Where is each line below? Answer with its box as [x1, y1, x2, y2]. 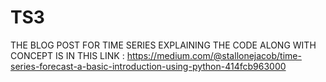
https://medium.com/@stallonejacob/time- [126, 49, 302, 61]
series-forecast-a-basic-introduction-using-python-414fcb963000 [10, 60, 287, 72]
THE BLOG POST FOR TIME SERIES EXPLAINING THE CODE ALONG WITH [10, 39, 317, 51]
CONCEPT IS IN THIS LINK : [10, 49, 125, 61]
